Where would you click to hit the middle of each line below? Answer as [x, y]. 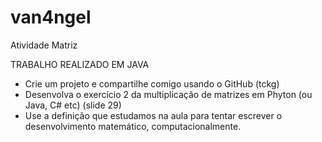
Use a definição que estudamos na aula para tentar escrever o [153, 115]
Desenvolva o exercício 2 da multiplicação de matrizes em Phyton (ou [168, 94]
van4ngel [51, 17]
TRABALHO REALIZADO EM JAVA [80, 64]
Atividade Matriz [44, 45]
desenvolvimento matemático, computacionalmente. [133, 126]
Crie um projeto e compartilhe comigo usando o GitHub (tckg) [152, 83]
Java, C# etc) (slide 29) [73, 105]
